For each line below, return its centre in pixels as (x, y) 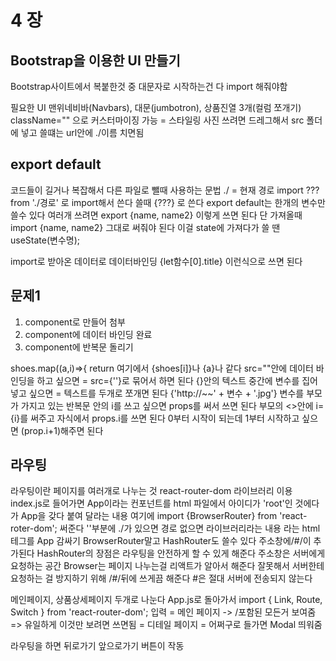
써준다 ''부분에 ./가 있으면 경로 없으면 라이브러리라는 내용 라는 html (190, 528)
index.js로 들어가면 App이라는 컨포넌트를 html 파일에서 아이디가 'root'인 (151, 503)
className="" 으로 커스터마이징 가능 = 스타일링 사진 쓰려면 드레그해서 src (157, 120)
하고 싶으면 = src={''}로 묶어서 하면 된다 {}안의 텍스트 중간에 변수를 (168, 380)
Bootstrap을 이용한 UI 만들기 (95, 60)
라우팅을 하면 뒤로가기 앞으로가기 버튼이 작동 (97, 646)
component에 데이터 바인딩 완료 (88, 334)
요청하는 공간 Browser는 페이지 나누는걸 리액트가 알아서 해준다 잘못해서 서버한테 (167, 566)
